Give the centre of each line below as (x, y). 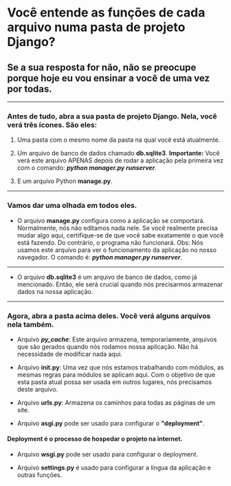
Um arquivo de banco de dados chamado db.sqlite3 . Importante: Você (118, 154)
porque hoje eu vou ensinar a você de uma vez (109, 78)
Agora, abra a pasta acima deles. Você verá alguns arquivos (109, 316)
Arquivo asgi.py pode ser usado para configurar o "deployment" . (111, 423)
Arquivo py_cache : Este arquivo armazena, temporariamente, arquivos (117, 339)
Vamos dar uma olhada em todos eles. (72, 206)
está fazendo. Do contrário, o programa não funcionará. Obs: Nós (110, 242)
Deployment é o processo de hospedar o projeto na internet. (95, 439)
